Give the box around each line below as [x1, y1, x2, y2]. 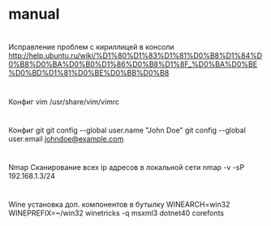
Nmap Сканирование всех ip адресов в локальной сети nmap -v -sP [8, 162, 245, 172]
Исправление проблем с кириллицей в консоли [8, 42, 174, 52]
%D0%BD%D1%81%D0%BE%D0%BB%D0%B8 [8, 68, 170, 78]
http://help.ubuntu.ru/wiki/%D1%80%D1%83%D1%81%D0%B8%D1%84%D [8, 50, 263, 61]
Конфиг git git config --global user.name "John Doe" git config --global [8, 125, 246, 135]
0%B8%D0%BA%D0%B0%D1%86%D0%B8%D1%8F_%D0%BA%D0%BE [8, 59, 258, 69]
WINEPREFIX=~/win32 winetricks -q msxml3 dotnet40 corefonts [8, 208, 225, 218]
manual [8, 5, 60, 24]
